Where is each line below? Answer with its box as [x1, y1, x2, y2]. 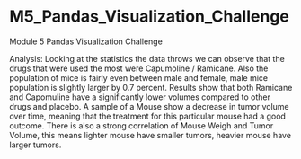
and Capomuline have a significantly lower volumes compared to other [9, 92, 271, 102]
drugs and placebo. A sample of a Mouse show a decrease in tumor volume [9, 101, 289, 111]
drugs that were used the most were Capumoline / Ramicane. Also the [9, 63, 269, 74]
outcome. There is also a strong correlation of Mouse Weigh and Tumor [9, 119, 274, 131]
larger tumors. [9, 139, 62, 150]
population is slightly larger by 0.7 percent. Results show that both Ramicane [9, 82, 293, 93]
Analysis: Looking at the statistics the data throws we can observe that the [9, 53, 285, 64]
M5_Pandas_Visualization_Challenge [9, 6, 290, 27]
